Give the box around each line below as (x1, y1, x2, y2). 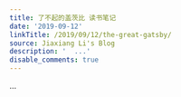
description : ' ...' (9, 47, 91, 56)
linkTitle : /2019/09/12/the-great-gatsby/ (9, 30, 172, 39)
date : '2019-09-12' (9, 22, 83, 31)
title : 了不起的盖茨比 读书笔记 (9, 13, 117, 23)
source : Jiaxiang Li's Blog (9, 38, 116, 48)
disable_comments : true (9, 55, 100, 64)
